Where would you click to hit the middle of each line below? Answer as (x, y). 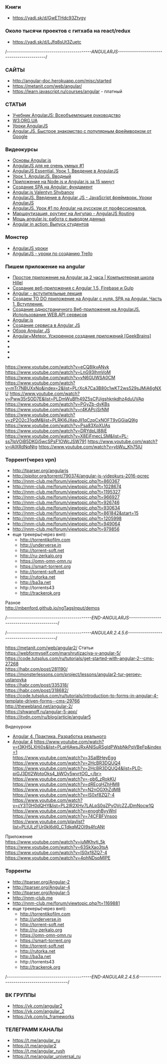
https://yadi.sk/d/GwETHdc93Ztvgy (49, 18)
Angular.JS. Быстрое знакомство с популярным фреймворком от (82, 131)
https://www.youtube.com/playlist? (48, 822)
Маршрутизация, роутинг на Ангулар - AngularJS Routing (73, 213)
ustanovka (16, 680)
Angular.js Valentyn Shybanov (43, 192)
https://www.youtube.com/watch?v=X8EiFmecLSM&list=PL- (67, 436)
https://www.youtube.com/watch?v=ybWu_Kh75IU (90, 447)
